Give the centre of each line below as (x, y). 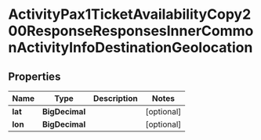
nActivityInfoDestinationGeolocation (130, 48)
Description (116, 98)
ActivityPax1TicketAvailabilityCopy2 (130, 14)
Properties (34, 76)
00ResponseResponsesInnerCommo (131, 31)
